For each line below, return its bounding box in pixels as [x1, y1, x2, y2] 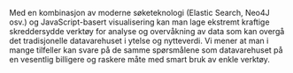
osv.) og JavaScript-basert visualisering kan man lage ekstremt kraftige [9, 17, 270, 27]
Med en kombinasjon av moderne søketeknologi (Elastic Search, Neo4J [9, 8, 270, 18]
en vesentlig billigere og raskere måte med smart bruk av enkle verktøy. [9, 55, 270, 64]
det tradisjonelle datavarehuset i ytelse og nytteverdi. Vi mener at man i [9, 35, 269, 46]
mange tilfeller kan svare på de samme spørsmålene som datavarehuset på [9, 45, 283, 55]
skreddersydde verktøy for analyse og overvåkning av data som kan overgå [9, 26, 285, 36]
